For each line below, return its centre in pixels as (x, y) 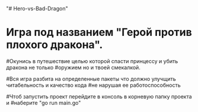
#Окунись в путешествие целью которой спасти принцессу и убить (92, 61)
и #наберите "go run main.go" (44, 103)
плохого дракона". (55, 45)
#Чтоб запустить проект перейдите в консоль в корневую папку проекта (99, 96)
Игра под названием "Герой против (99, 32)
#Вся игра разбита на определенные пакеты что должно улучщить (91, 78)
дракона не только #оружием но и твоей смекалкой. (73, 67)
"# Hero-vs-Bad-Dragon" (37, 9)
